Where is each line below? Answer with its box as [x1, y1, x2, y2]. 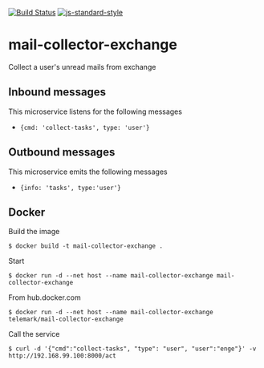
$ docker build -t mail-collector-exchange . [8, 242, 163, 250]
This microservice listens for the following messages [8, 107, 183, 116]
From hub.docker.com [8, 293, 82, 302]
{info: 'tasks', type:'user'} [19, 184, 122, 192]
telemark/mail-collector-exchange [8, 315, 124, 324]
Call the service [8, 330, 60, 339]
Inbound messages [8, 85, 107, 99]
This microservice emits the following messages [8, 167, 168, 176]
